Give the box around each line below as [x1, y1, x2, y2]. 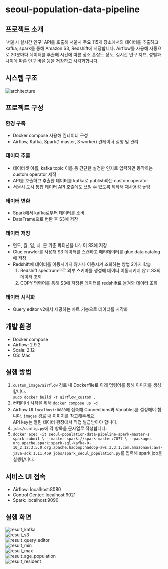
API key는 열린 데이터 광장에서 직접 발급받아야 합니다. [12, 419, 118, 425]
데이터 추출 [5, 152, 31, 159]
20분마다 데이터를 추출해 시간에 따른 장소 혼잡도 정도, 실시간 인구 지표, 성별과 [10, 52, 161, 57]
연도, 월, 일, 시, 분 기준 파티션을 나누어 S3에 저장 [12, 242, 107, 249]
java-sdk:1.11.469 [12, 451, 51, 456]
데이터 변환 [5, 197, 31, 204]
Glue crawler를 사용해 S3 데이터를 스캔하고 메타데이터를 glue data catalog [12, 249, 160, 255]
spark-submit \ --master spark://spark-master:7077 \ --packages [12, 436, 152, 441]
